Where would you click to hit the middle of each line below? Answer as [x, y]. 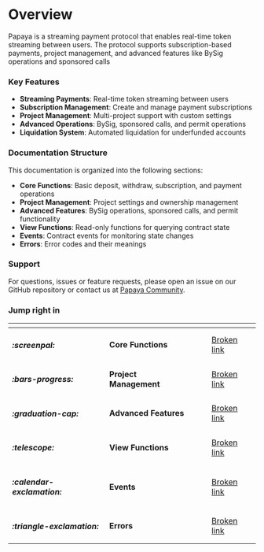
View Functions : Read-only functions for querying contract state [125, 227]
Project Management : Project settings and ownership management [129, 202]
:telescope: [33, 448]
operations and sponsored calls [59, 61]
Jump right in [34, 310]
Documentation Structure [58, 153]
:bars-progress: [43, 380]
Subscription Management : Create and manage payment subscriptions [136, 107]
